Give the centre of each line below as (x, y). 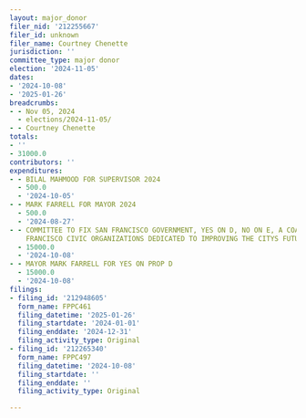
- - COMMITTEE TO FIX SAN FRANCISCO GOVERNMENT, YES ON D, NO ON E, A (146, 230)
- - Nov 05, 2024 (42, 111)
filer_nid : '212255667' (55, 26)
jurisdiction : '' (42, 52)
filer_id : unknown (44, 35)
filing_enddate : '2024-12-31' (75, 332)
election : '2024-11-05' (55, 69)
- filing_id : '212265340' (58, 349)
